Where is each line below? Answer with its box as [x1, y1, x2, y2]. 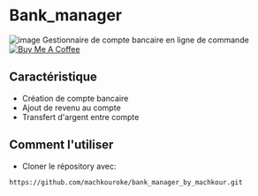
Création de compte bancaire [21, 93, 129, 103]
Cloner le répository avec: [21, 161, 117, 171]
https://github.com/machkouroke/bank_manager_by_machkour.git [9, 177, 243, 186]
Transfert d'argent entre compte [21, 111, 140, 122]
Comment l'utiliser [9, 138, 114, 153]
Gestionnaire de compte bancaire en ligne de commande [42, 34, 249, 45]
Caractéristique [9, 70, 97, 85]
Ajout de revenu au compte [21, 102, 121, 113]
